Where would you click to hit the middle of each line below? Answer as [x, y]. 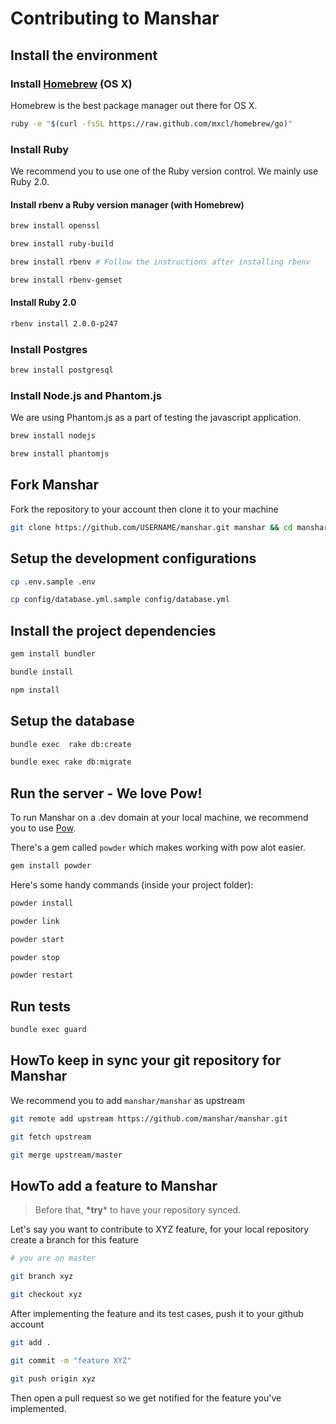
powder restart [42, 975]
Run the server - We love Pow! [106, 793]
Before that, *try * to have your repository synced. [138, 1210]
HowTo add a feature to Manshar [114, 1185]
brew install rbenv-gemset [66, 280]
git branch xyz [42, 1277]
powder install [42, 903]
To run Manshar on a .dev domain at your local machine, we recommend [159, 818]
